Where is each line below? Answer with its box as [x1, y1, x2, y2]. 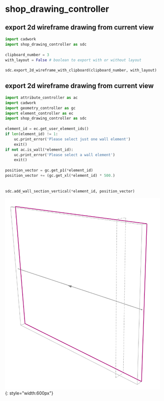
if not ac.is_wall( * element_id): [5, 147, 74, 152]
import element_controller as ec [5, 111, 74, 116]
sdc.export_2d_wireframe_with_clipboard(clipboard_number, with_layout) [5, 68, 157, 73]
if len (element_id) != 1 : [5, 132, 58, 136]
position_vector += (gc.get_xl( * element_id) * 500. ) [5, 173, 115, 178]
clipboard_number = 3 [5, 52, 50, 57]
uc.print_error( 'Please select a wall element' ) [14, 152, 115, 157]
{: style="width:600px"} [5, 390, 54, 396]
